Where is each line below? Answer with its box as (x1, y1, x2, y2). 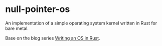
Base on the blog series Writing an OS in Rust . (5, 35, 100, 41)
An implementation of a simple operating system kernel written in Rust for (5, 20, 157, 26)
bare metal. (5, 25, 29, 31)
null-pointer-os (5, 3, 70, 15)
